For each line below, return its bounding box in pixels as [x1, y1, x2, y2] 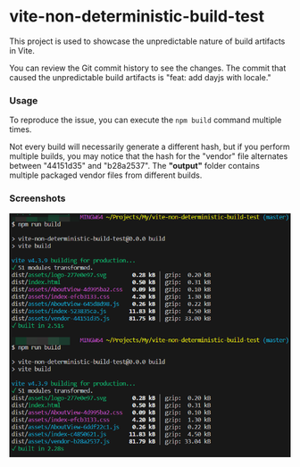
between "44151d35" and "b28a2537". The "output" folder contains [9, 161, 261, 171]
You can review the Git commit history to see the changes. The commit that [9, 63, 287, 73]
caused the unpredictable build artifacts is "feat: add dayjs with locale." [9, 71, 272, 82]
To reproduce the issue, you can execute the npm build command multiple [9, 114, 282, 126]
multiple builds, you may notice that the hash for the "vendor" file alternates [9, 151, 288, 162]
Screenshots [9, 192, 66, 204]
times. [9, 124, 32, 135]
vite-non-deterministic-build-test [9, 6, 265, 27]
